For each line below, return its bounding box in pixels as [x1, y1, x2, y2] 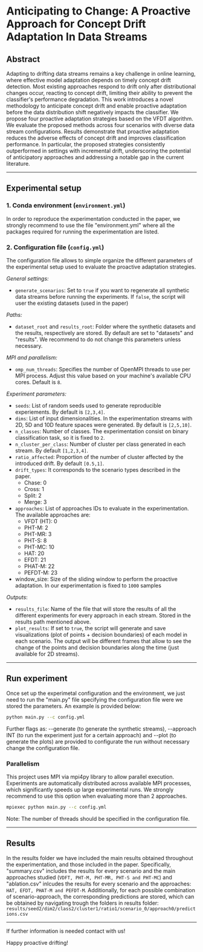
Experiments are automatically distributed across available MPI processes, [6, 779, 192, 787]
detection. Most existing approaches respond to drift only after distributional [6, 83, 196, 90]
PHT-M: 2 [24, 524, 48, 531]
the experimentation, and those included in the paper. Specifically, [6, 861, 171, 868]
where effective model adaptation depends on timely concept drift [6, 77, 171, 83]
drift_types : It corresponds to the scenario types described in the [14, 466, 181, 473]
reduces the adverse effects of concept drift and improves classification [6, 134, 186, 142]
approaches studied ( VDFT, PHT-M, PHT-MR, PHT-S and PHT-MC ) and [6, 873, 172, 881]
